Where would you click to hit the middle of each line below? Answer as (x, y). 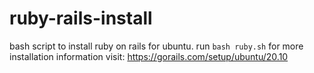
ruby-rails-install (81, 18)
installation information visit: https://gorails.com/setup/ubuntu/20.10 (149, 56)
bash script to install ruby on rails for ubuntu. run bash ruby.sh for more (156, 46)
